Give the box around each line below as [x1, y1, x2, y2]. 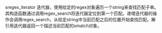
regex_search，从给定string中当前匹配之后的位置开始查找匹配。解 [22, 17, 156, 22]
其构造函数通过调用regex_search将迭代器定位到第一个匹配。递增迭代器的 [5, 10, 153, 16]
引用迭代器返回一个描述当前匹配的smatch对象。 [5, 23, 102, 29]
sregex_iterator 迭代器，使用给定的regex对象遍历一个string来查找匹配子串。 [5, 4, 159, 10]
